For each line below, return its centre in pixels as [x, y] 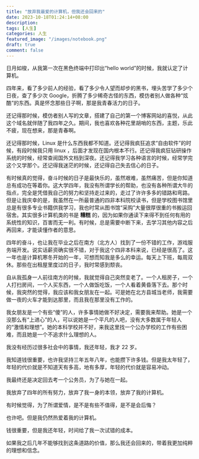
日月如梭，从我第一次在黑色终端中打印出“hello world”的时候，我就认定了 [94, 68]
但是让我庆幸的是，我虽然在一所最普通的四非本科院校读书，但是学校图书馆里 [99, 200]
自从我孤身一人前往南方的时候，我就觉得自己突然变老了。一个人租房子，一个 [99, 277]
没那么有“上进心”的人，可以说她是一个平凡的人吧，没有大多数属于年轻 [92, 319]
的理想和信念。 [24, 450]
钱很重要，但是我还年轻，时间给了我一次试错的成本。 [71, 430]
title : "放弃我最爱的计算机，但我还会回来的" [56, 12]
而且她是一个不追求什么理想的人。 [58, 334]
